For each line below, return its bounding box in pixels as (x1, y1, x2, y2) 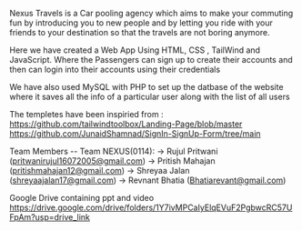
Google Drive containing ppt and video (9, 193, 155, 203)
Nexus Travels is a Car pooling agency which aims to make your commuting (9, 8, 294, 18)
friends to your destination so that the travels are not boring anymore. (9, 27, 270, 37)
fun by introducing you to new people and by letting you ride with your (9, 17, 273, 28)
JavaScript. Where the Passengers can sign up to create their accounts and (9, 55, 293, 65)
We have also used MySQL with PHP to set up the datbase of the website (9, 82, 284, 92)
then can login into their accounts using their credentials (9, 64, 221, 75)
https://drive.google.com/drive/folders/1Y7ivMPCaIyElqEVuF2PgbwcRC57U (9, 202, 293, 213)
